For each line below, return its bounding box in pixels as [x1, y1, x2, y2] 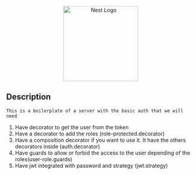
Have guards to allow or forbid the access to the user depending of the [14, 149, 191, 156]
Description [6, 92, 51, 102]
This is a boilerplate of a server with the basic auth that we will [6, 108, 184, 114]
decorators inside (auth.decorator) [14, 143, 101, 150]
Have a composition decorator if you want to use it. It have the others [14, 136, 186, 144]
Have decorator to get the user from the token [14, 123, 129, 130]
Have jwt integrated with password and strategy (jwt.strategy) [14, 162, 168, 169]
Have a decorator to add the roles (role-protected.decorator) [14, 130, 165, 137]
